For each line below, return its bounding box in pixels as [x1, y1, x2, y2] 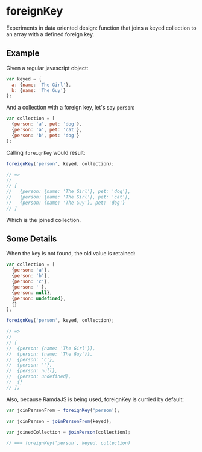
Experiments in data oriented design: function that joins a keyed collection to [6, 24, 197, 31]
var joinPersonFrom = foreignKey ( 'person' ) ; [6, 407, 120, 413]
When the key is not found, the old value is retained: [6, 250, 136, 257]
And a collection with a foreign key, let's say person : [6, 104, 135, 111]
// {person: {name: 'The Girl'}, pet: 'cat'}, [6, 194, 131, 200]
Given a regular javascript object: [6, 64, 89, 71]
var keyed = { [6, 76, 42, 82]
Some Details [6, 234, 57, 244]
